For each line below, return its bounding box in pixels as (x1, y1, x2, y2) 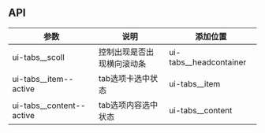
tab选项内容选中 (98, 99, 159, 110)
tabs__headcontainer (169, 57, 247, 68)
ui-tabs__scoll (12, 51, 65, 62)
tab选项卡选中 (98, 72, 151, 83)
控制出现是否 (98, 46, 147, 57)
